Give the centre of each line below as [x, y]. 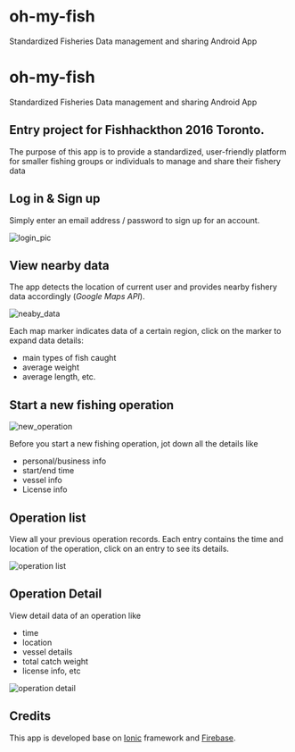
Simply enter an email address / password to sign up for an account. [135, 220]
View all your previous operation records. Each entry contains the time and [146, 539]
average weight [51, 367]
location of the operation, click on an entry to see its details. [119, 548]
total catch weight [55, 661]
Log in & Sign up [55, 199]
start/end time [48, 471]
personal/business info [64, 461]
